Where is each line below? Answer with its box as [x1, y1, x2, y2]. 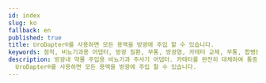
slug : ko [8, 19, 37, 27]
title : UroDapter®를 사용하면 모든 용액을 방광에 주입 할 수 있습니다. [8, 41, 215, 49]
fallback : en [8, 26, 51, 34]
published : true [8, 33, 62, 42]
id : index [8, 11, 41, 20]
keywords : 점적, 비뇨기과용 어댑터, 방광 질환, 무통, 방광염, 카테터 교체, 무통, [8, 48, 241, 56]
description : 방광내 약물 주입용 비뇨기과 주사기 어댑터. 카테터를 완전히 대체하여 [8, 56, 244, 64]
